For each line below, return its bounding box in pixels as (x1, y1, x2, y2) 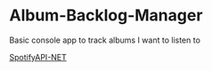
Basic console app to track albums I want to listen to (9, 35, 200, 45)
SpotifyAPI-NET (9, 51, 67, 62)
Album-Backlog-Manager (9, 5, 203, 26)
